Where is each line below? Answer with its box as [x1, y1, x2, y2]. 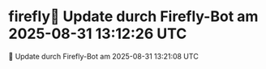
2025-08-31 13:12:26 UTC [8, 24, 187, 43]
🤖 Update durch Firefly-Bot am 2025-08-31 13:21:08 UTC [8, 51, 199, 61]
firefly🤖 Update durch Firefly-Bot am [8, 7, 259, 26]
